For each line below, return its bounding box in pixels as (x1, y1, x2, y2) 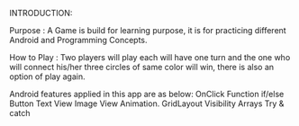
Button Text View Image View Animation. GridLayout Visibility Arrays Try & (9, 98, 285, 109)
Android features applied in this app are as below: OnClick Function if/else (9, 89, 285, 99)
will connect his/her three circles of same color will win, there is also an (9, 62, 275, 72)
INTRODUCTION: (9, 8, 73, 18)
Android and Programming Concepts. (9, 35, 148, 45)
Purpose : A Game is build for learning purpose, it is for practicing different (9, 25, 286, 35)
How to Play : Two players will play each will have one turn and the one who (9, 52, 291, 62)
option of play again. (9, 71, 86, 82)
